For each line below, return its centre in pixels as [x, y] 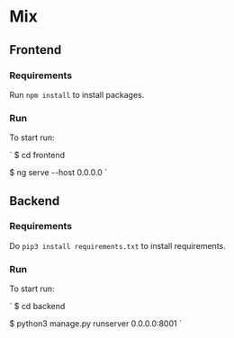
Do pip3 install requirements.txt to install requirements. [118, 245]
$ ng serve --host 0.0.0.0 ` [58, 173]
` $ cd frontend [37, 156]
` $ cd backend [37, 307]
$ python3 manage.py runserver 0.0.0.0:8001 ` [96, 324]
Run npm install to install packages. [77, 94]
